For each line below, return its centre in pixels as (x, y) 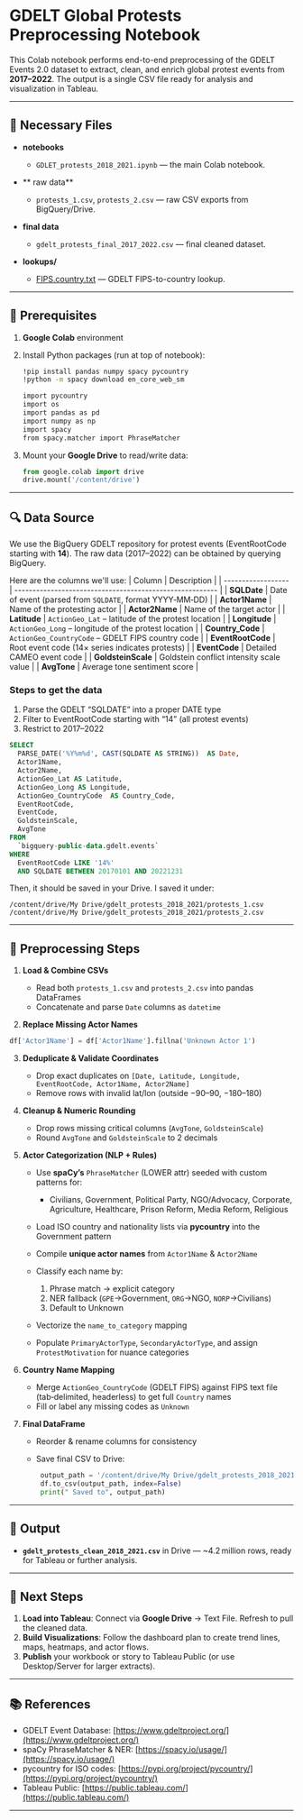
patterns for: (59, 1183)
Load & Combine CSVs (65, 971)
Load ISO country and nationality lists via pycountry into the (148, 1227)
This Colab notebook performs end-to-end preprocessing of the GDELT (142, 59)
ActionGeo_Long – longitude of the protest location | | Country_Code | (137, 628)
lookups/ (39, 261)
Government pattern (73, 1237)
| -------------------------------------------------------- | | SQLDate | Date (148, 590)
